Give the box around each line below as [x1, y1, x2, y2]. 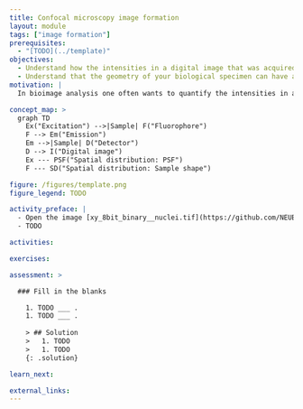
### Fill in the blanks [17, 286, 106, 296]
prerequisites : [9, 38, 67, 48]
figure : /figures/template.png [9, 180, 127, 190]
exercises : [9, 254, 50, 263]
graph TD [17, 114, 50, 123]
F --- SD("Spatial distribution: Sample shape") [25, 163, 212, 172]
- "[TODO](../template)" [17, 47, 111, 56]
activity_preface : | [9, 205, 87, 214]
